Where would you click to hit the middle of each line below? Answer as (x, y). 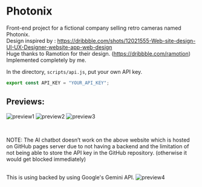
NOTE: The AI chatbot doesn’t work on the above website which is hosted (98, 140)
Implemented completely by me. (46, 60)
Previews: (25, 102)
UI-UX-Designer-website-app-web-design (59, 47)
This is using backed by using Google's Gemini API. (70, 177)
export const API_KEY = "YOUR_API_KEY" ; (58, 83)
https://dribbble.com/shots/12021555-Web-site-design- (126, 41)
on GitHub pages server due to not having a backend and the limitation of (98, 146)
